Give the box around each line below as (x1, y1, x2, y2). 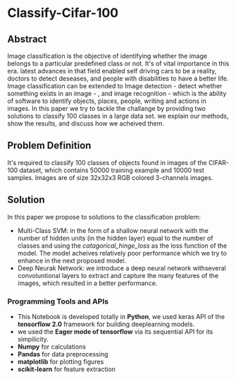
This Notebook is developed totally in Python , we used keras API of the (17, 312, 225, 320)
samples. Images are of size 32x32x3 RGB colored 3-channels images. (7, 173, 213, 181)
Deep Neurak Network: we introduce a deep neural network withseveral (17, 263, 227, 272)
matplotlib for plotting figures (17, 357, 104, 366)
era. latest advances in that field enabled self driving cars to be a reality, (7, 67, 217, 75)
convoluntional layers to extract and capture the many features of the (17, 271, 219, 279)
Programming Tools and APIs (7, 296, 109, 306)
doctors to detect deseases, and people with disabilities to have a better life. (7, 74, 229, 83)
